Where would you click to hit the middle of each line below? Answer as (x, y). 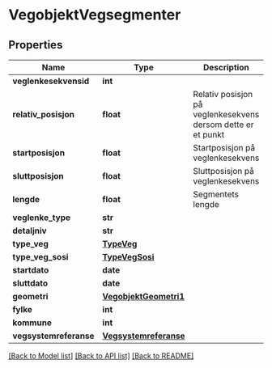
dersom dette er (223, 125)
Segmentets (216, 194)
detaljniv (30, 231)
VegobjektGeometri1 (143, 296)
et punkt (209, 135)
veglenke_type (42, 218)
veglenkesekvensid (51, 81)
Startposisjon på (224, 148)
